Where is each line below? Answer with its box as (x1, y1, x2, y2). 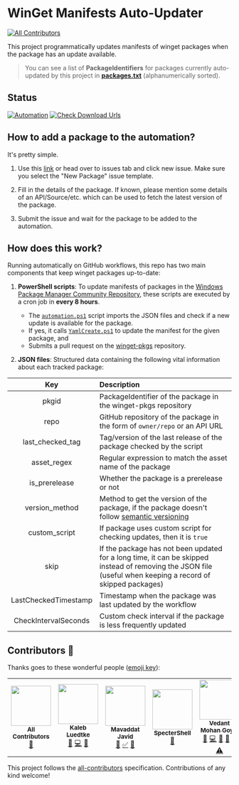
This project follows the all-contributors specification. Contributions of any (7, 764, 226, 772)
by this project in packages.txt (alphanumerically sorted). (51, 71, 221, 80)
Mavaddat (110, 725, 140, 733)
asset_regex (31, 457, 73, 467)
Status (7, 92, 38, 104)
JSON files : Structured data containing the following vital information (17, 356, 221, 364)
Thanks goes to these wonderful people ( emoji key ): (7, 663, 161, 672)
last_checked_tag (22, 437, 81, 447)
